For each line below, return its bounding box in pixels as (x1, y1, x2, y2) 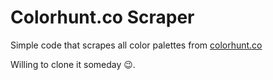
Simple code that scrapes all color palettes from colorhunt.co (10, 39, 263, 51)
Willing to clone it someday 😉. (10, 58, 136, 70)
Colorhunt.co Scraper (10, 6, 195, 29)
